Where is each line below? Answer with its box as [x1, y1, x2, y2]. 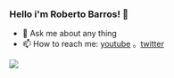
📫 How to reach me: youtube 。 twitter [21, 39, 165, 50]
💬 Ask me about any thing [21, 28, 118, 39]
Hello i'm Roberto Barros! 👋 [9, 8, 129, 20]
